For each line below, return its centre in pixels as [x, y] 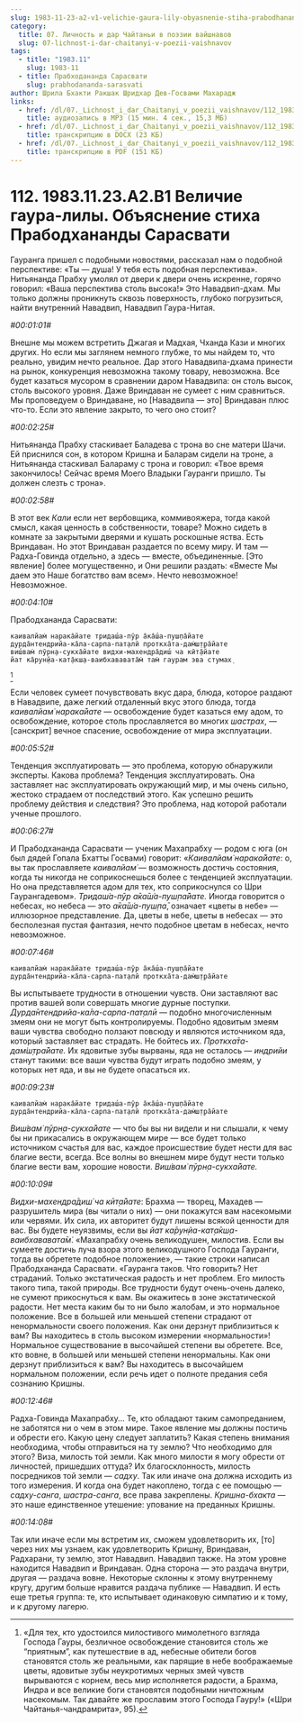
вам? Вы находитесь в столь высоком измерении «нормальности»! [140, 1336]
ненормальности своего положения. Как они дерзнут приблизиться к [145, 1326]
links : [22, 101]
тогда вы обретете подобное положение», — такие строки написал [140, 1259]
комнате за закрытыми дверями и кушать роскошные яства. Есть [137, 536]
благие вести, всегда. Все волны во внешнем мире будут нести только [147, 1157]
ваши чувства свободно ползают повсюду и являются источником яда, [148, 1031]
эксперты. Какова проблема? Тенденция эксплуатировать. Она [133, 775]
